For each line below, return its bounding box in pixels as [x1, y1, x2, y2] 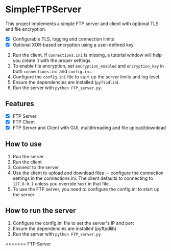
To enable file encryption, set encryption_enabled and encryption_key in [12, 63, 164, 69]
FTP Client [12, 119, 35, 125]
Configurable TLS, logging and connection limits [12, 36, 114, 42]
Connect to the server [12, 164, 59, 170]
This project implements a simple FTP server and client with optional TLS [5, 20, 159, 27]
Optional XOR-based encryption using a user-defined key [12, 42, 134, 48]
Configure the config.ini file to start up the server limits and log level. [12, 74, 161, 80]
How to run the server [5, 206, 76, 215]
